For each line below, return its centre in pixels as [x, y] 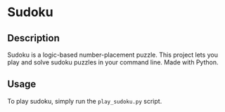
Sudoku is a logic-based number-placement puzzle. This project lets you [112, 55]
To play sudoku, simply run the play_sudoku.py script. [85, 101]
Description [33, 38]
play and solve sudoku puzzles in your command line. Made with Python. [113, 62]
